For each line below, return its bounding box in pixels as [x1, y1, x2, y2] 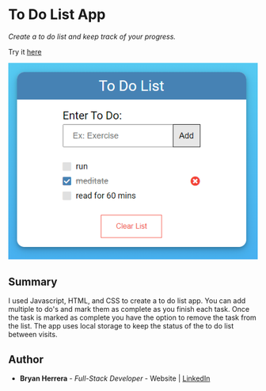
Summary [8, 275, 58, 288]
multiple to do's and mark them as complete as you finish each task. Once [8, 305, 250, 314]
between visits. [8, 330, 58, 340]
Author [8, 352, 44, 366]
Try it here [8, 47, 42, 56]
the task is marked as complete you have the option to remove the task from [8, 313, 257, 322]
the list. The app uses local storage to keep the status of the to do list [8, 321, 234, 331]
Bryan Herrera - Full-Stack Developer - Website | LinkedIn [19, 374, 211, 383]
